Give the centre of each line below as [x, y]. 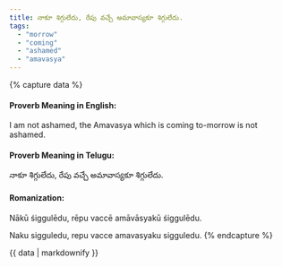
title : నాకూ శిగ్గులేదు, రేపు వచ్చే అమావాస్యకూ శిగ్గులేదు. [96, 17]
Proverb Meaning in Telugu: [62, 155]
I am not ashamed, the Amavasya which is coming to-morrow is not [133, 125]
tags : [19, 26]
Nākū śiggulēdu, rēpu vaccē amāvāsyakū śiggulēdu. [106, 218]
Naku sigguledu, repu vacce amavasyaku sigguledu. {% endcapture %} [141, 235]
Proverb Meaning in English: [63, 105]
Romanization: [37, 198]
